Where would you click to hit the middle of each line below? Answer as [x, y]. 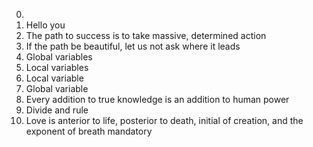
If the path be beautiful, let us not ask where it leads [133, 46]
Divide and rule [57, 110]
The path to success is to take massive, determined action [146, 35]
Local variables [57, 67]
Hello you [45, 25]
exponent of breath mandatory [89, 131]
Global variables [59, 57]
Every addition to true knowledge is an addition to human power [157, 99]
